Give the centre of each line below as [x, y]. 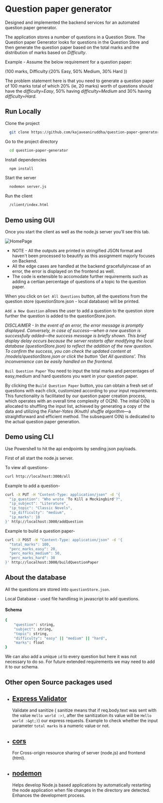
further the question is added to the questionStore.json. [60, 316]
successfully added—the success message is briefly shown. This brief [76, 335]
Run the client [19, 196]
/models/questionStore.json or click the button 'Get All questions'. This [76, 356]
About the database [36, 578]
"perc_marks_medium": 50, [36, 553]
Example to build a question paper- [40, 531]
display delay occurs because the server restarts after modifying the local [79, 341]
